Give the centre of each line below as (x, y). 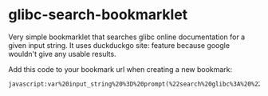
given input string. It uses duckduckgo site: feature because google (119, 45)
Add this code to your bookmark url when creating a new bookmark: (120, 69)
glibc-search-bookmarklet (98, 15)
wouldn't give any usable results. (63, 54)
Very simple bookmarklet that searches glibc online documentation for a (127, 37)
